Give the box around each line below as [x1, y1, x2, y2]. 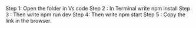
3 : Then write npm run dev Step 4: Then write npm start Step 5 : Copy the [5, 11, 186, 18]
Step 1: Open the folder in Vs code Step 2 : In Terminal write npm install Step [5, 5, 191, 12]
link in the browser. [5, 17, 52, 24]
